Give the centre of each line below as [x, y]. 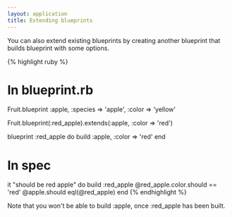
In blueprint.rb [50, 90]
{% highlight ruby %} [38, 61]
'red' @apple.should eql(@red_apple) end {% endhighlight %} [97, 192]
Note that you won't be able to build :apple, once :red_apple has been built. [116, 206]
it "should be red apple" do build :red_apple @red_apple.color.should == [112, 185]
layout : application [38, 14]
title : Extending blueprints [50, 20]
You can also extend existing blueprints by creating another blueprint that [114, 40]
